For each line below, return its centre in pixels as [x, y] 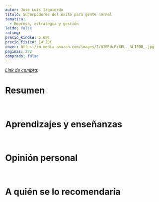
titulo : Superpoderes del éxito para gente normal [59, 14]
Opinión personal [41, 158]
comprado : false [22, 56]
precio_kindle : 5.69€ [28, 38]
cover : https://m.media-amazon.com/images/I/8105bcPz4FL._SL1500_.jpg [80, 47]
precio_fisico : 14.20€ [29, 42]
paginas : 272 [19, 51]
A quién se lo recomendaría [63, 192]
